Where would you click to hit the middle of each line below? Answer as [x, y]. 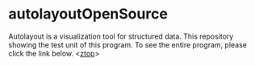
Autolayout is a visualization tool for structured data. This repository [121, 36]
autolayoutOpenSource [88, 14]
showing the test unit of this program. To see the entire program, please [128, 44]
